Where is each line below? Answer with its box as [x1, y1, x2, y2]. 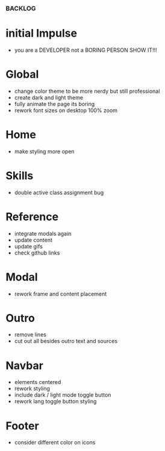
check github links [14, 249, 60, 256]
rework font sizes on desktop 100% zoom [14, 107, 118, 114]
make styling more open [14, 148, 75, 155]
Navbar [5, 359, 43, 372]
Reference [5, 210, 58, 224]
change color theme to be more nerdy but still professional [14, 87, 160, 95]
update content [14, 236, 52, 244]
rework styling [14, 385, 51, 393]
